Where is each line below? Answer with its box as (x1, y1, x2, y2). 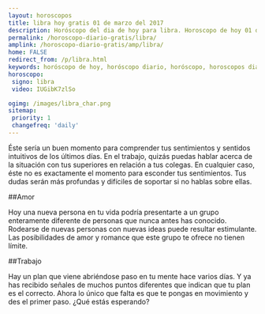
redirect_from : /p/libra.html (8, 56, 108, 64)
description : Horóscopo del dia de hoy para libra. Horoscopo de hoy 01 (8, 26, 252, 34)
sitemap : (8, 107, 37, 115)
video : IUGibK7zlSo (11, 85, 77, 93)
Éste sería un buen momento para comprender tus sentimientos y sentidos (8, 143, 251, 153)
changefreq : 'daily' (11, 122, 80, 130)
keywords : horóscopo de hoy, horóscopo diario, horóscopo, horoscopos (8, 63, 245, 71)
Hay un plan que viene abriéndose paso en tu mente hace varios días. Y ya (8, 271, 252, 281)
